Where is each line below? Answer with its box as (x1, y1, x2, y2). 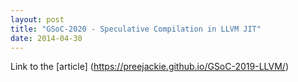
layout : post (10, 14, 65, 25)
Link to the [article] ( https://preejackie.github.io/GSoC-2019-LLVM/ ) (10, 61, 289, 73)
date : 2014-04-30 (10, 33, 83, 43)
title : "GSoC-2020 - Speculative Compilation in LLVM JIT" (10, 24, 262, 34)
